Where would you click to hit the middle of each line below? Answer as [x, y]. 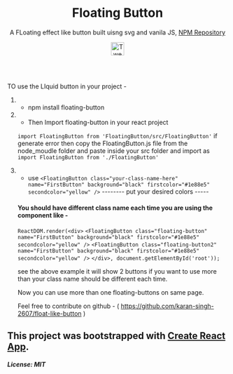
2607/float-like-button [49, 314]
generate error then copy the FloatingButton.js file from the [103, 143]
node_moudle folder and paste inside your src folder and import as [113, 151]
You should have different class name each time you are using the [115, 208]
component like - [43, 215]
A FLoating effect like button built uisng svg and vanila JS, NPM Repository [118, 32]
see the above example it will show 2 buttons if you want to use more [117, 272]
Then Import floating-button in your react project [98, 122]
